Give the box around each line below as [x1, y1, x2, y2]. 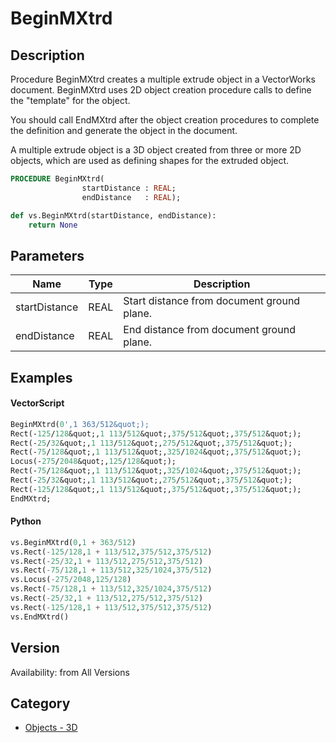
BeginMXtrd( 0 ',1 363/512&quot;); [10, 419, 150, 429]
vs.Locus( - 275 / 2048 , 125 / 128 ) [10, 575, 132, 585]
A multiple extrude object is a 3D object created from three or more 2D [10, 144, 302, 156]
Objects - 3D [24, 722, 78, 734]
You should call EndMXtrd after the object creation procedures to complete [10, 114, 320, 126]
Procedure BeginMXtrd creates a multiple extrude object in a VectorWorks [10, 73, 316, 85]
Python [10, 515, 42, 527]
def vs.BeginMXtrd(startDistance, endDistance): [10, 210, 217, 221]
